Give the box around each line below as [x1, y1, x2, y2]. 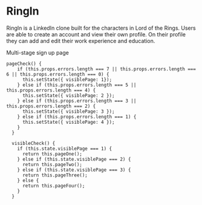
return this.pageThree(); [22, 172, 88, 178]
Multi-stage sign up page [6, 49, 70, 56]
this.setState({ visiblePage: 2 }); [22, 92, 115, 98]
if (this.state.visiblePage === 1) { [17, 146, 112, 152]
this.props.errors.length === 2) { [6, 103, 96, 109]
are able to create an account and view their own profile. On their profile [6, 30, 186, 38]
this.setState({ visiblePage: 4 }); [22, 119, 115, 125]
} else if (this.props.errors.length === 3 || [17, 98, 137, 104]
